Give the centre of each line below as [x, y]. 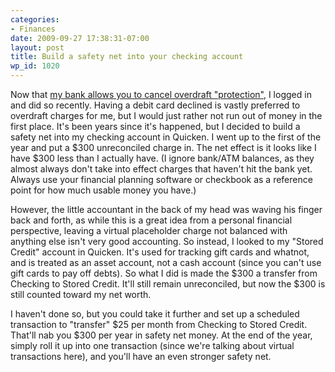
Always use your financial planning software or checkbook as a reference [161, 179]
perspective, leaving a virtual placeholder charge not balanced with [149, 230]
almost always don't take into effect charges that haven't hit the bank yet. [161, 169]
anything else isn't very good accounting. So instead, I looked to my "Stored [167, 241]
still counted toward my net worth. [81, 294]
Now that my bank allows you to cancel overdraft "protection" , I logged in [161, 94]
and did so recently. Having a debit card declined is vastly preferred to [155, 105]
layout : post [37, 47]
